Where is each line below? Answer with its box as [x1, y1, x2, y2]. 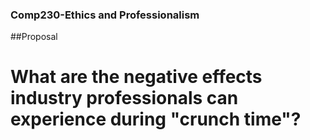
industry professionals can [10, 87, 239, 110]
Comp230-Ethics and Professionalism [10, 8, 200, 22]
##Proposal [10, 31, 58, 43]
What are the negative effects [10, 66, 263, 88]
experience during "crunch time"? [10, 108, 302, 131]
